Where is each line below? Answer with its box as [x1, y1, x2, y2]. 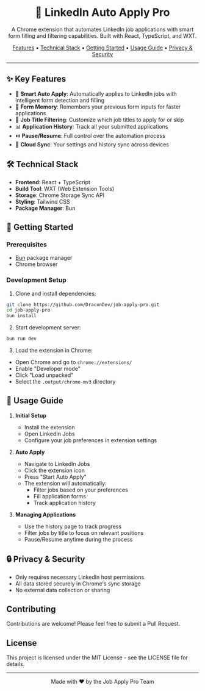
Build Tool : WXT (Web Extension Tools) [15, 185, 115, 192]
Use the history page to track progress [24, 523, 122, 530]
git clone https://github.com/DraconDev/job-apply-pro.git [6, 301, 160, 307]
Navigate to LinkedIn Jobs [24, 460, 90, 467]
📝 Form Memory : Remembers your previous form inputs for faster [15, 103, 181, 110]
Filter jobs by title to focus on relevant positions [24, 529, 144, 536]
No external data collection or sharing [15, 586, 110, 593]
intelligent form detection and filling [15, 96, 105, 104]
